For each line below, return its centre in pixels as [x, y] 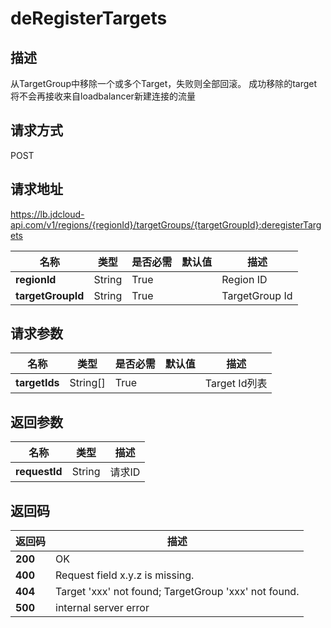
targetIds [37, 383]
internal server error [102, 608]
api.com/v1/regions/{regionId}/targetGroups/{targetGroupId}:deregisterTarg [166, 224]
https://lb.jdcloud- [47, 214]
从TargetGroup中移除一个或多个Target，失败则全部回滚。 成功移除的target [164, 83]
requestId [39, 472]
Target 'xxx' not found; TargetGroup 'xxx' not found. [177, 592]
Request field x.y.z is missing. [125, 575]
